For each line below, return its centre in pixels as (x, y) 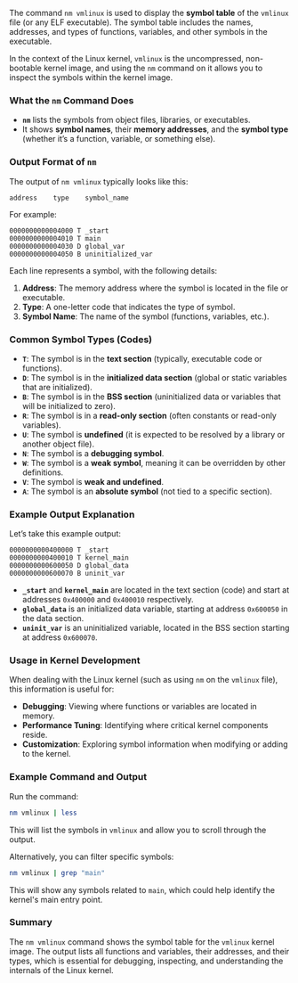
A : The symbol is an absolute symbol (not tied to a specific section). (147, 491)
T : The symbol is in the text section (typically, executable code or (142, 358)
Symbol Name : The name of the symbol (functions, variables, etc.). (145, 316)
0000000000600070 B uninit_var (67, 574)
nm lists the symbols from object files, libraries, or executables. (136, 120)
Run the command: (44, 796)
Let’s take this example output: (65, 534)
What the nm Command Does (72, 100)
